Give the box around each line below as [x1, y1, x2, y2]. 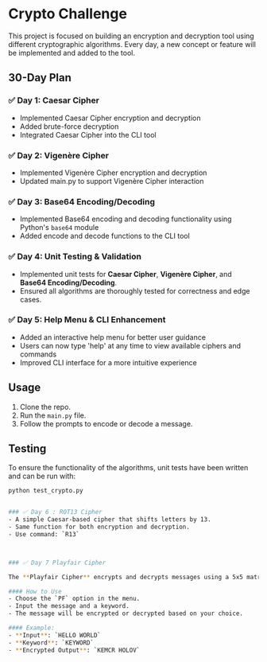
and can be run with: [8, 471, 76, 481]
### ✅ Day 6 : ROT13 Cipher [8, 508, 103, 516]
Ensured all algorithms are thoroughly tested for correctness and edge [19, 286, 250, 295]
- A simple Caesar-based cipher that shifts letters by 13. [8, 516, 212, 524]
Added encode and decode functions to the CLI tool [19, 232, 191, 241]
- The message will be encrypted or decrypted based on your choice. [8, 609, 244, 617]
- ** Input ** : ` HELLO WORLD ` [8, 631, 102, 639]
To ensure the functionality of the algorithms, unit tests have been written [8, 463, 249, 473]
